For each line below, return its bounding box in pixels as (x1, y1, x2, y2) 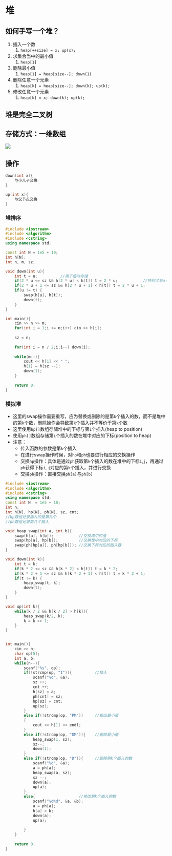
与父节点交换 (14, 197, 37, 202)
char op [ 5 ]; (14, 651, 40, 656)
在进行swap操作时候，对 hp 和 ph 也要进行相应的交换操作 (20, 451, 136, 457)
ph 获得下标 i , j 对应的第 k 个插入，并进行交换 (20, 464, 111, 470)
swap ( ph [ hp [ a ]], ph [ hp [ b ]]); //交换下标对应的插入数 (14, 542, 122, 548)
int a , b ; (14, 656, 36, 661)
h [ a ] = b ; (32, 808, 54, 813)
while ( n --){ (14, 660, 40, 666)
